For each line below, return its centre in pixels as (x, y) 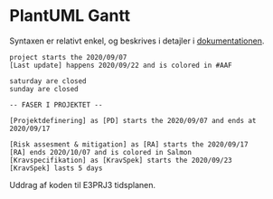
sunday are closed (44, 89)
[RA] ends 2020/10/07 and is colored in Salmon (101, 152)
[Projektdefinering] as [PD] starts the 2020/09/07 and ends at (133, 120)
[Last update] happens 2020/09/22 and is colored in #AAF (121, 65)
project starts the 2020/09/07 (68, 57)
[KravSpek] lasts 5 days (56, 168)
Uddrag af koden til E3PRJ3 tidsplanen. (83, 185)
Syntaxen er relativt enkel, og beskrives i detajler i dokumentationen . (137, 41)
